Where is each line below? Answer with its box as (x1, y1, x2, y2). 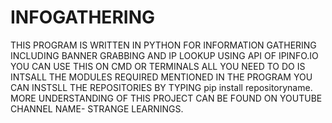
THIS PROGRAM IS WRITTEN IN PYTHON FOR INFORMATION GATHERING (10, 39, 317, 51)
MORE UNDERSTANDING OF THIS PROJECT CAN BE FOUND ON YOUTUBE (10, 92, 323, 104)
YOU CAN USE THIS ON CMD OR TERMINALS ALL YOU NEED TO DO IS (10, 60, 306, 72)
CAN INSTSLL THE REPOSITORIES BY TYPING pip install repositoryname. (10, 81, 313, 93)
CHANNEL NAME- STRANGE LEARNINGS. (10, 102, 184, 115)
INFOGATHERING (10, 6, 155, 29)
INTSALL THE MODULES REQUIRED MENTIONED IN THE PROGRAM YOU (10, 71, 313, 83)
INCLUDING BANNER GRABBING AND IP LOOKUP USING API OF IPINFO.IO (10, 49, 319, 61)
